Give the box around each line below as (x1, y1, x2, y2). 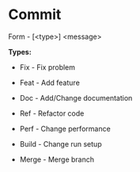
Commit (8, 6, 62, 24)
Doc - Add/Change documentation (19, 93, 133, 102)
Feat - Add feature (19, 78, 81, 87)
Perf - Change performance (19, 124, 111, 133)
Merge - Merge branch (19, 155, 95, 164)
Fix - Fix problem (19, 62, 76, 72)
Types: (8, 47, 32, 56)
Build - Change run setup (19, 139, 102, 148)
